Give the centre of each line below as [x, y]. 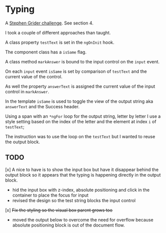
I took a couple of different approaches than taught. [58, 32]
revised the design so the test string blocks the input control [74, 200]
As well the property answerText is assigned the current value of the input [80, 86]
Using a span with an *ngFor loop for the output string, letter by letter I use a [83, 116]
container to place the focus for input [50, 195]
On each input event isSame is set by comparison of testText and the [76, 71]
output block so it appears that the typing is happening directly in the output [83, 175]
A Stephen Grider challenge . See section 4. [49, 23]
